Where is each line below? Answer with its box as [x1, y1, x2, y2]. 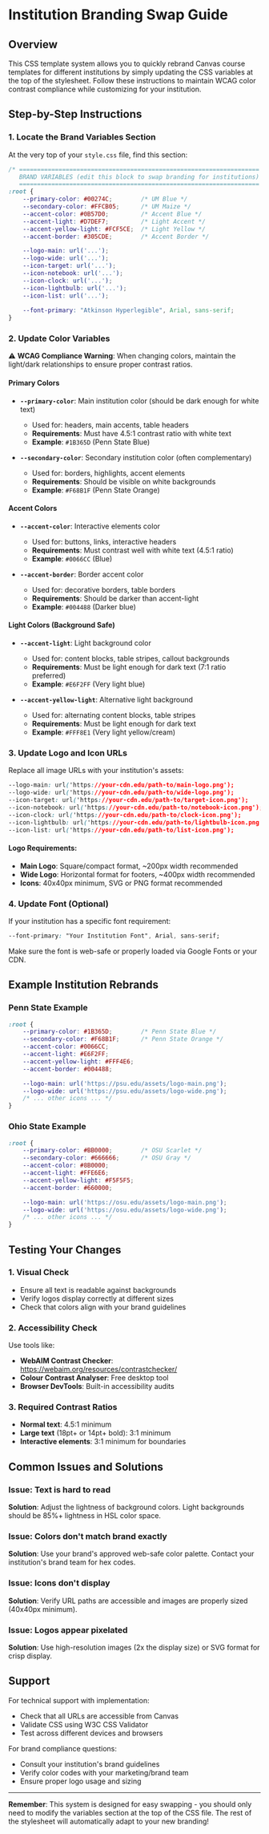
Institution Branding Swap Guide [8, 6, 228, 24]
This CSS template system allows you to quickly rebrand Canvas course [8, 59, 246, 68]
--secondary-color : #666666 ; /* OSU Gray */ [22, 1154, 192, 1162]
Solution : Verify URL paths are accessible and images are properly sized [8, 1596, 248, 1605]
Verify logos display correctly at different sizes [19, 1294, 175, 1303]
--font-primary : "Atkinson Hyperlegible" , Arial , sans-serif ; [22, 306, 235, 314]
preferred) [31, 671, 66, 681]
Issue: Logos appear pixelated [8, 1624, 128, 1635]
